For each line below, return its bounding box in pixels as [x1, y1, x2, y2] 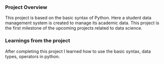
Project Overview [5, 4, 48, 11]
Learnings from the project [5, 37, 70, 44]
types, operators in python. [5, 53, 60, 59]
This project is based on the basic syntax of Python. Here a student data [5, 15, 152, 21]
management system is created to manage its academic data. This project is [5, 20, 160, 26]
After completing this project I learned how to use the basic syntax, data [5, 48, 151, 54]
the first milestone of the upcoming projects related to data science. [5, 25, 142, 31]
